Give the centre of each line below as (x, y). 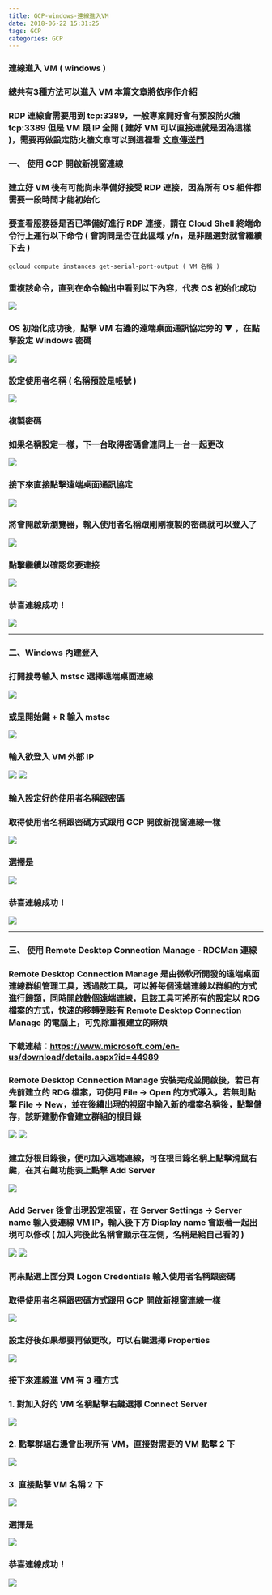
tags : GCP (25, 31)
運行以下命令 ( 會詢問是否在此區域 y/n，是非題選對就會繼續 (148, 236)
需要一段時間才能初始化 (54, 199)
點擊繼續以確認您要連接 (54, 565)
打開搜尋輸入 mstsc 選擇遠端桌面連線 (81, 677)
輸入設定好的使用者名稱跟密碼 (67, 798)
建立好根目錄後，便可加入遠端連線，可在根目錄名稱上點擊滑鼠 (129, 1159)
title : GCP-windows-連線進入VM (59, 16)
